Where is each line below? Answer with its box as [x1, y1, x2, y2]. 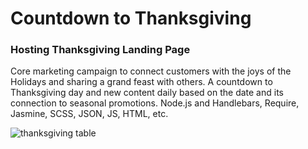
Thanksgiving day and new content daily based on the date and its [10, 87, 284, 99]
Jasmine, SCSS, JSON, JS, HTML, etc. [10, 108, 169, 120]
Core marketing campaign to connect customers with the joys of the [10, 65, 292, 77]
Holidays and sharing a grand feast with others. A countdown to [10, 76, 273, 88]
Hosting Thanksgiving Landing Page [10, 43, 191, 57]
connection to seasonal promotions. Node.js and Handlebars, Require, [10, 97, 300, 109]
